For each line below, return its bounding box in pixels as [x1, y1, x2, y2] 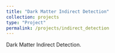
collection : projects [6, 14, 60, 20]
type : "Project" [6, 19, 46, 25]
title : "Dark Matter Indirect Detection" [6, 8, 110, 15]
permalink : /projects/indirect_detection [6, 25, 110, 31]
